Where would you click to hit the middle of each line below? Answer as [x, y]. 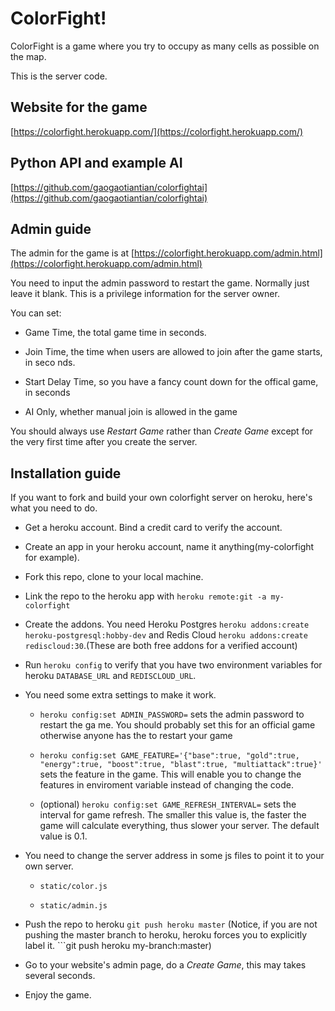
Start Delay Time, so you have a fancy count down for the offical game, [171, 382]
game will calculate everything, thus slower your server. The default [179, 826]
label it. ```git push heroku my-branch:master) [118, 946]
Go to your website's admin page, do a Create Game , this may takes [165, 965]
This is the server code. [59, 76]
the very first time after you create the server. [104, 442]
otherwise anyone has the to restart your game [136, 736]
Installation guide [66, 473]
